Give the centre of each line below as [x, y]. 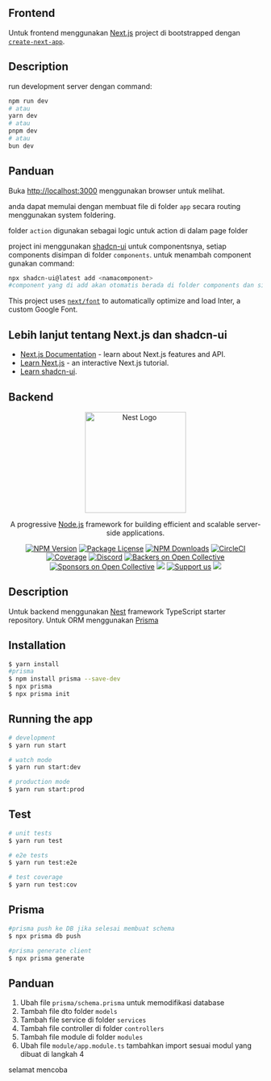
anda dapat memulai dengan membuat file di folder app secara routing [125, 206]
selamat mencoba [38, 1070]
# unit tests [30, 833]
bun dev [21, 146]
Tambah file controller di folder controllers [92, 1029]
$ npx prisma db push [45, 936]
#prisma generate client [50, 951]
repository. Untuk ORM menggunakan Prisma [83, 620]
